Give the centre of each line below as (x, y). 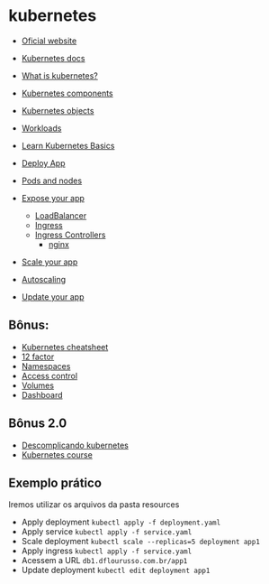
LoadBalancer (61, 215)
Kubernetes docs (53, 58)
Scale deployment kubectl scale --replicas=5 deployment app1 (140, 542)
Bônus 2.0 (38, 424)
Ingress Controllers (70, 235)
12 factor (38, 357)
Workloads (41, 128)
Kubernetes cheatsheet (65, 347)
